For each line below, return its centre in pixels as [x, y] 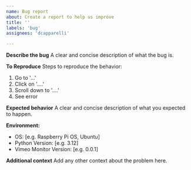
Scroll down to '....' [37, 90]
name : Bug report [27, 11]
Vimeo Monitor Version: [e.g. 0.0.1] [56, 149]
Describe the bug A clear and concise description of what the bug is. [90, 55]
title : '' [18, 22]
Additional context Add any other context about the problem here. [87, 161]
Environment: [23, 125]
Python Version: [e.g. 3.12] [46, 143]
